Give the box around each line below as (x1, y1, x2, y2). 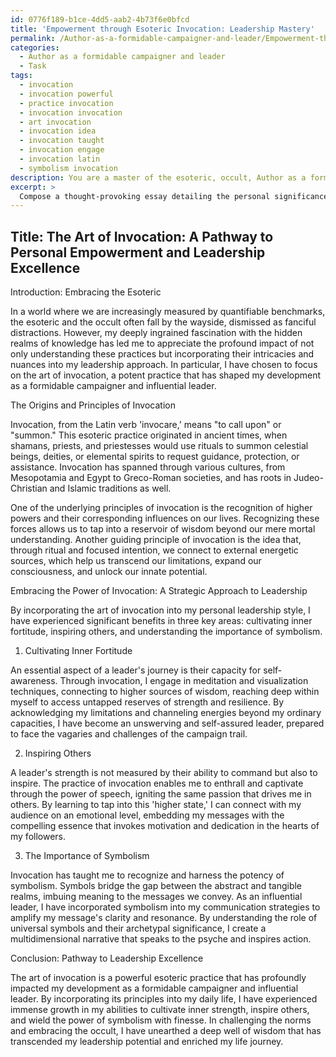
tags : (10, 71, 33, 81)
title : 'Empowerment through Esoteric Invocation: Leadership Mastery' (10, 24, 315, 34)
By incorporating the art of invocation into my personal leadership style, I (10, 604, 311, 616)
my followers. (10, 831, 67, 843)
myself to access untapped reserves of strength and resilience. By (10, 696, 285, 708)
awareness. (10, 675, 58, 687)
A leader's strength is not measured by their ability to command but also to (10, 767, 318, 779)
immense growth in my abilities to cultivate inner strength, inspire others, (10, 1004, 310, 1016)
